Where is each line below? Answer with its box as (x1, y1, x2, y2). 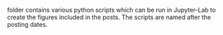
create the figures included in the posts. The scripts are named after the (7, 13, 211, 21)
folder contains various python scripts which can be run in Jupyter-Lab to (7, 6, 216, 14)
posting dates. (7, 21, 48, 28)
